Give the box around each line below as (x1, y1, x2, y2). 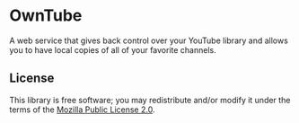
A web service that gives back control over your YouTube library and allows (9, 35, 289, 46)
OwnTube (9, 5, 83, 26)
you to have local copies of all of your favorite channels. (9, 44, 217, 55)
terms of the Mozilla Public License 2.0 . (9, 104, 155, 115)
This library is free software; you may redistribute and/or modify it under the (9, 94, 291, 105)
